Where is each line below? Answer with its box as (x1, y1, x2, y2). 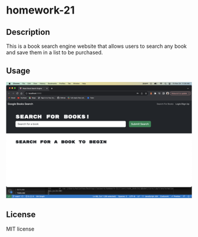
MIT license (6, 225, 35, 232)
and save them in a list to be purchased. (6, 49, 103, 56)
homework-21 (6, 4, 75, 17)
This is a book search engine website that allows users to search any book (6, 42, 187, 50)
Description (6, 27, 50, 37)
